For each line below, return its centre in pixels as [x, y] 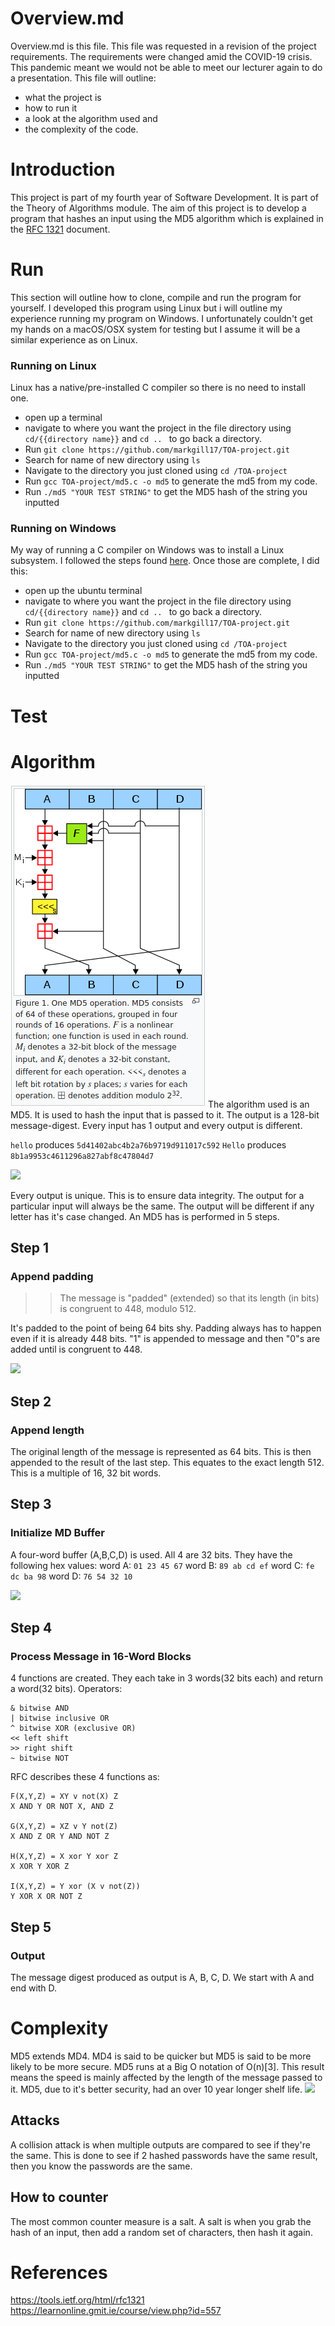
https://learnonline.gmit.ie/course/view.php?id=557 [116, 2311]
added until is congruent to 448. [76, 1349]
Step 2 [31, 1401]
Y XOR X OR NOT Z [46, 1897]
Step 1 [30, 1247]
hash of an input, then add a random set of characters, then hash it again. [161, 2232]
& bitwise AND [40, 1708]
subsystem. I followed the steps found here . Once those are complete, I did [165, 561]
